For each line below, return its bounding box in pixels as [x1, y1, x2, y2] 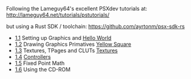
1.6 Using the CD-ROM [14, 66, 70, 73]
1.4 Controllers [14, 53, 51, 60]
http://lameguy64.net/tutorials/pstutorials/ [6, 11, 110, 18]
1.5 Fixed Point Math [14, 59, 65, 67]
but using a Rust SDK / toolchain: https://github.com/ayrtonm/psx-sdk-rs [6, 23, 185, 30]
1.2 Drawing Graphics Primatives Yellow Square [14, 41, 131, 48]
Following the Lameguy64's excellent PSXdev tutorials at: [6, 5, 147, 12]
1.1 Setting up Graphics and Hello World [14, 34, 112, 41]
